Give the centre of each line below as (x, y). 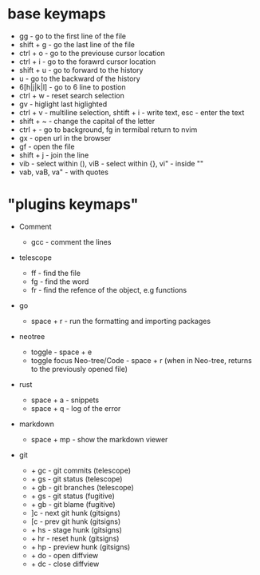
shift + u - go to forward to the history (81, 70)
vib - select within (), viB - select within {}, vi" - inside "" (111, 163)
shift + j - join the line (54, 155)
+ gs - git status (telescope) (77, 479)
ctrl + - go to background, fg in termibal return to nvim (108, 130)
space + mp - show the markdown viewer (99, 439)
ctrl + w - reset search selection (71, 95)
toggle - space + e (61, 352)
